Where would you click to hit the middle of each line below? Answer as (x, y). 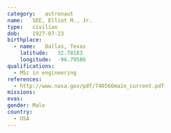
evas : (15, 99)
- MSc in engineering (45, 72)
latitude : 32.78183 (51, 53)
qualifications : (31, 66)
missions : (22, 92)
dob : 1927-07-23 (36, 33)
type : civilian (33, 27)
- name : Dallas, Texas (50, 46)
